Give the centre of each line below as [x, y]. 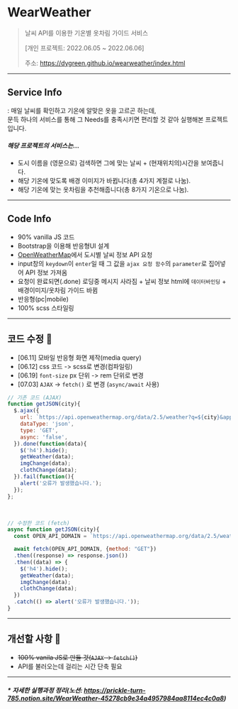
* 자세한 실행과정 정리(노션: [45, 691]
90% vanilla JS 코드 [46, 237]
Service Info [35, 93]
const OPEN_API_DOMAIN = [50, 537]
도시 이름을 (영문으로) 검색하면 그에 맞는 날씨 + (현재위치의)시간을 [108, 163]
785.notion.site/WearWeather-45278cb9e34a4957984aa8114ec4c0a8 [116, 698]
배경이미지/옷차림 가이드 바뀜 [58, 290]
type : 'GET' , [39, 430]
